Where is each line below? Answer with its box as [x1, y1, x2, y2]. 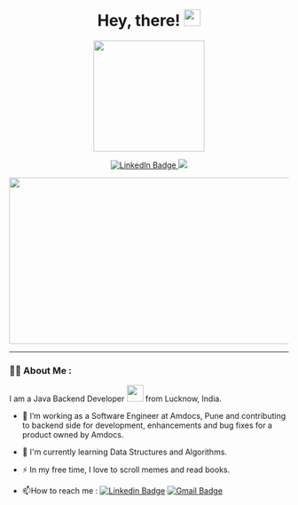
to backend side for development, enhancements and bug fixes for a [21, 420, 273, 430]
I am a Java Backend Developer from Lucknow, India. [9, 393, 222, 404]
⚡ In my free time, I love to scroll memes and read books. [21, 464, 231, 475]
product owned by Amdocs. [21, 430, 124, 440]
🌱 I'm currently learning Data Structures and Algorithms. [21, 446, 228, 457]
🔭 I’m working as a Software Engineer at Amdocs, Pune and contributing [21, 411, 286, 422]
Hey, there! [97, 11, 181, 31]
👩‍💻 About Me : [9, 364, 73, 376]
